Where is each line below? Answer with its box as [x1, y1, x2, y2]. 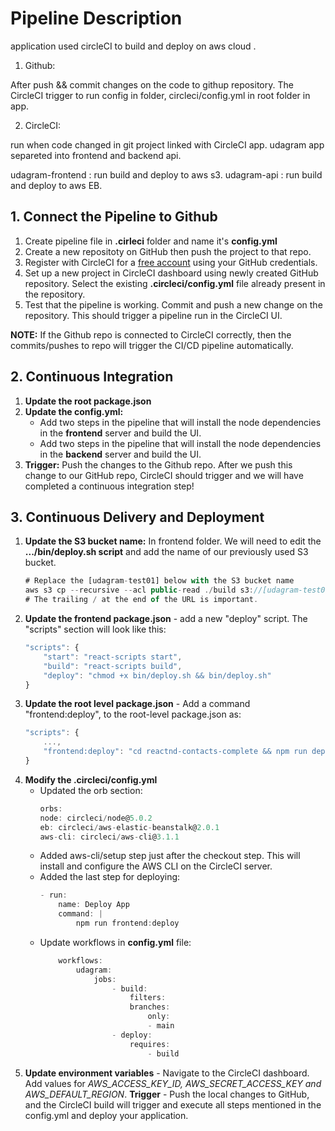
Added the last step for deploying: [39, 871, 181, 883]
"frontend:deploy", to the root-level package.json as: [24, 708, 242, 721]
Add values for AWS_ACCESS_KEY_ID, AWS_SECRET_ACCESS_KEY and [24, 1077, 322, 1089]
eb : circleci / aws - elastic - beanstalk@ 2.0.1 [39, 822, 220, 832]
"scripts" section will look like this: [24, 623, 167, 635]
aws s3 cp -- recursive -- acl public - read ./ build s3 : [24, 585, 254, 596]
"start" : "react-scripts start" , [43, 652, 183, 662]
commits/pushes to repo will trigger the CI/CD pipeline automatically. [10, 339, 294, 351]
